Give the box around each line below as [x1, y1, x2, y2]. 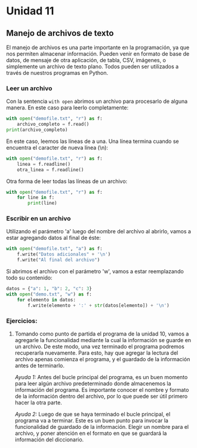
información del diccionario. [14, 435, 84, 443]
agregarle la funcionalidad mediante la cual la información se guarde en [14, 336, 192, 343]
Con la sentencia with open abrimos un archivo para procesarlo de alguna [6, 97, 188, 105]
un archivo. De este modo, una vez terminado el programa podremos [14, 343, 185, 350]
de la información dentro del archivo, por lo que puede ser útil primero [14, 392, 188, 400]
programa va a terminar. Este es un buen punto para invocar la [14, 417, 169, 424]
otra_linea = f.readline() [17, 166, 84, 173]
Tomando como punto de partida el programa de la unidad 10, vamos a [14, 330, 189, 337]
